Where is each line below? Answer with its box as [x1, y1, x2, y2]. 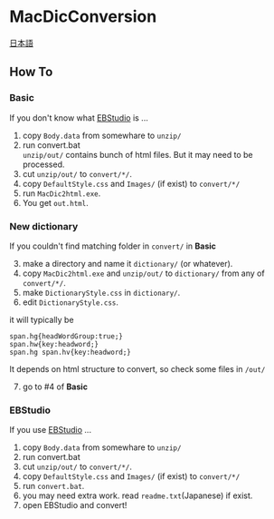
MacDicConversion [9, 6, 157, 27]
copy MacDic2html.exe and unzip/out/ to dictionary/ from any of [22, 268, 265, 279]
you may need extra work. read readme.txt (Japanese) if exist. [22, 490, 253, 501]
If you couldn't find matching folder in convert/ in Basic [9, 240, 217, 251]
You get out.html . [22, 197, 89, 208]
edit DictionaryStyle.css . [22, 297, 119, 308]
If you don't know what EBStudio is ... [9, 112, 149, 123]
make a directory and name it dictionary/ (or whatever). [22, 258, 233, 269]
